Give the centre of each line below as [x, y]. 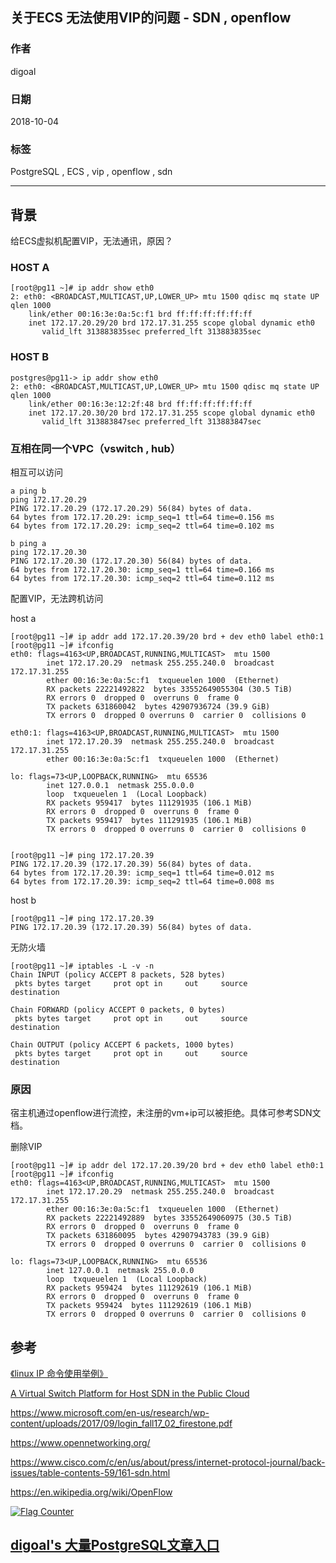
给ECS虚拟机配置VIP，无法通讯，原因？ [91, 241]
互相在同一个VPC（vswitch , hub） [96, 448]
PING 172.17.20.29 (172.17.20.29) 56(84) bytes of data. [131, 508]
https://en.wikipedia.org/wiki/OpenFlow [91, 1492]
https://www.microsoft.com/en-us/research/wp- [110, 1413]
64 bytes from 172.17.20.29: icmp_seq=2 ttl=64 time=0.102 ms [142, 526]
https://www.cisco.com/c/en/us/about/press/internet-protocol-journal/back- [168, 1462]
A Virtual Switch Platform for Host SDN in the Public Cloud [130, 1394]
